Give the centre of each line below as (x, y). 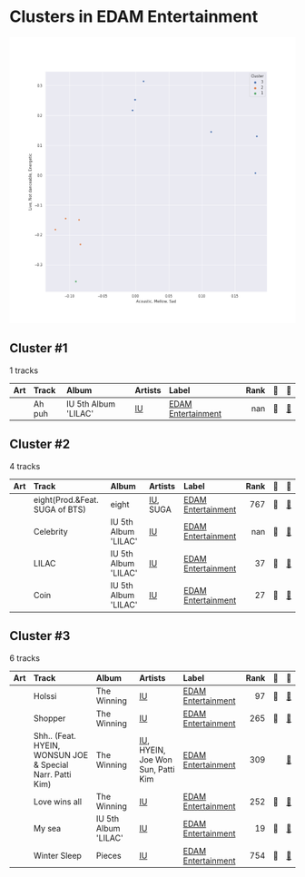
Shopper (49, 718)
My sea (47, 829)
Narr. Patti (52, 774)
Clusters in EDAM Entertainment (134, 17)
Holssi (45, 695)
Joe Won (156, 760)
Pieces (108, 856)
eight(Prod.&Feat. (66, 499)
